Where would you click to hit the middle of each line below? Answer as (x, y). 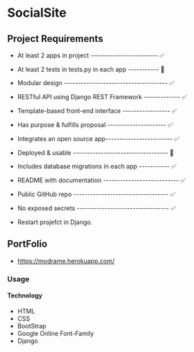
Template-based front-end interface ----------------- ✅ (97, 111)
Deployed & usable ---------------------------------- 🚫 (96, 153)
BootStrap (32, 325)
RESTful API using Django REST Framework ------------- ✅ (102, 97)
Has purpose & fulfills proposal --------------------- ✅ (95, 125)
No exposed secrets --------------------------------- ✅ (96, 208)
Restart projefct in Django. (55, 222)
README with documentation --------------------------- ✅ (102, 180)
